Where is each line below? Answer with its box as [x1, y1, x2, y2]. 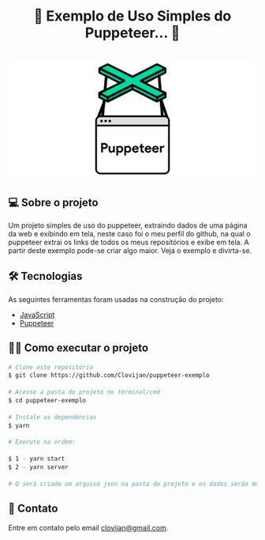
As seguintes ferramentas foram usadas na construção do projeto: [8, 294, 224, 304]
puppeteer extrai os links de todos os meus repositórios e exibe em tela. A [8, 237, 250, 247]
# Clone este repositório [8, 363, 93, 371]
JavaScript [19, 310, 55, 319]
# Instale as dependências [8, 413, 97, 421]
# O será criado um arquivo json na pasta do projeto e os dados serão [8, 480, 248, 488]
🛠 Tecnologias [8, 270, 83, 283]
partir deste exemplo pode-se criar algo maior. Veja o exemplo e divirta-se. [8, 245, 252, 255]
